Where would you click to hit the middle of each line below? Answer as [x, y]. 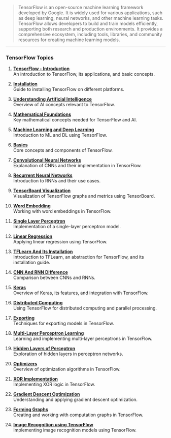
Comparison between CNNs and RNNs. [54, 278]
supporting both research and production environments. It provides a [90, 29]
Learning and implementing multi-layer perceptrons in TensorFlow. [83, 339]
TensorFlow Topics [30, 57]
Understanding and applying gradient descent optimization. [75, 400]
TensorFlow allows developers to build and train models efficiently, [88, 23]
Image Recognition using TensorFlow [53, 425]
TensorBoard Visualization [42, 191]
